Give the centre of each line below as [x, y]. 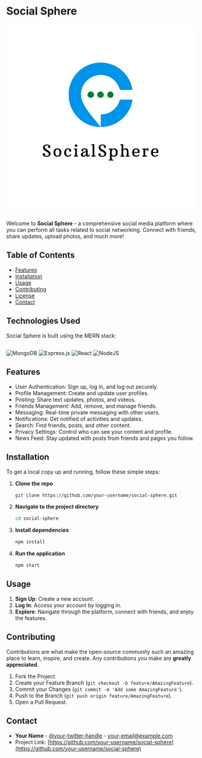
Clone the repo [34, 483]
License [25, 295]
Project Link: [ [32, 742]
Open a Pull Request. [41, 702]
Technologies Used [43, 321]
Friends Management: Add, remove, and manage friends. [86, 406]
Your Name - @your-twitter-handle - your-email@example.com [94, 736]
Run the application [40, 554]
